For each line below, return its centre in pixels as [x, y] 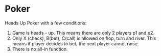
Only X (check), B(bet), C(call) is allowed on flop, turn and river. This [84, 38]
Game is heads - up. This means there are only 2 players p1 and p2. [83, 33]
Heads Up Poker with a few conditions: [46, 23]
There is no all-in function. [40, 49]
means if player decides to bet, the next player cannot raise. [75, 43]
